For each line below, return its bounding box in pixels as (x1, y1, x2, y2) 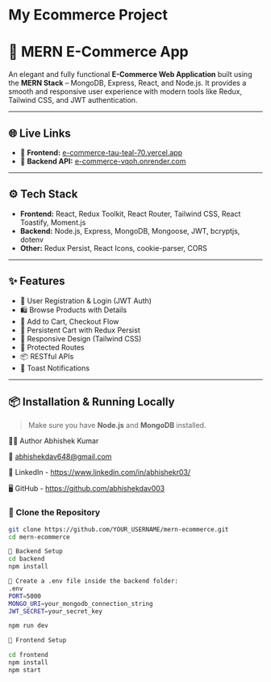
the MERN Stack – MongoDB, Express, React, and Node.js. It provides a (8, 78, 247, 88)
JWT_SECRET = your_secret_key (8, 607, 103, 616)
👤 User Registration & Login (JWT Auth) (19, 295, 152, 305)
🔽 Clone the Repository (8, 507, 101, 519)
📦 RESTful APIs (19, 351, 74, 361)
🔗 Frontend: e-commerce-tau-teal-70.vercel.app (19, 147, 183, 157)
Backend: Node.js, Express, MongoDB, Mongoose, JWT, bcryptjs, (19, 226, 240, 235)
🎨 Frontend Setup (8, 637, 67, 645)
